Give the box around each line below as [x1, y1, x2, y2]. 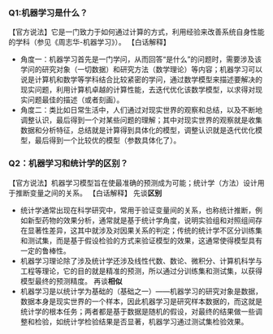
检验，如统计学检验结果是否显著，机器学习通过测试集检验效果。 [34, 316, 249, 326]
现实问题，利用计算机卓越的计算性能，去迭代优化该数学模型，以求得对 [19, 85, 256, 95]
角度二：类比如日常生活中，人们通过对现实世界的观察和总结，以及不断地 [19, 105, 262, 115]
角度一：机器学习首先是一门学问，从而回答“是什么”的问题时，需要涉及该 [19, 54, 262, 64]
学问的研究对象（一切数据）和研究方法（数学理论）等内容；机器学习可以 [19, 65, 262, 75]
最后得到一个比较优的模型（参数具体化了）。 [34, 135, 181, 145]
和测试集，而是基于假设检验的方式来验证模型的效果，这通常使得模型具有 [19, 235, 262, 245]
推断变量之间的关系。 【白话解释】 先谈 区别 [15, 188, 162, 198]
